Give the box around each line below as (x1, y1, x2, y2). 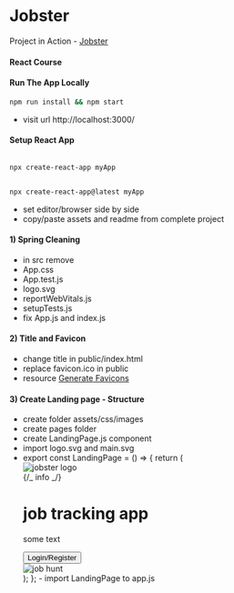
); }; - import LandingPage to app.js (22, 573, 156, 584)
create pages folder (22, 424, 97, 435)
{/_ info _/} (22, 472, 62, 483)
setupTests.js (22, 302, 73, 314)
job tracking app (22, 504, 148, 524)
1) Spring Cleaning (9, 234, 80, 246)
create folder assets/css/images (22, 414, 144, 425)
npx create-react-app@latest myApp (9, 187, 145, 196)
